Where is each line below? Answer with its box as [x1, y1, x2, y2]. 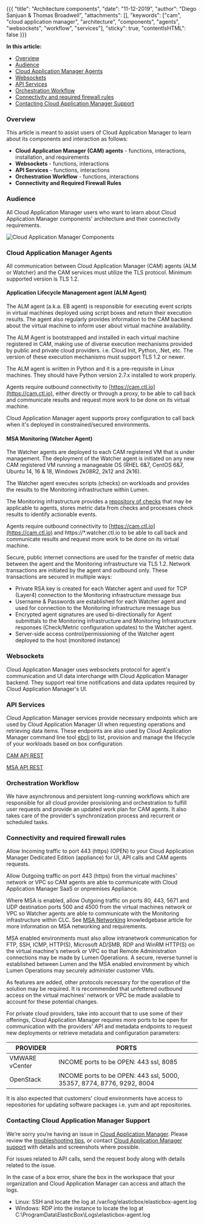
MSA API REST [6, 763, 44, 771]
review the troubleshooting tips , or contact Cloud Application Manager [6, 1136, 182, 1144]
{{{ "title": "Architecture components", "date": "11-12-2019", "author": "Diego [6, 5, 197, 12]
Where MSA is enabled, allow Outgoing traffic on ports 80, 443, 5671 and [6, 897, 189, 904]
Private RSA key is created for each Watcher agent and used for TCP [15, 585, 187, 592]
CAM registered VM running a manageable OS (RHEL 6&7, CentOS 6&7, [6, 461, 184, 469]
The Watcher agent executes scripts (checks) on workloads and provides [6, 480, 190, 487]
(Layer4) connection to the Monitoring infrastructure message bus [15, 592, 181, 599]
